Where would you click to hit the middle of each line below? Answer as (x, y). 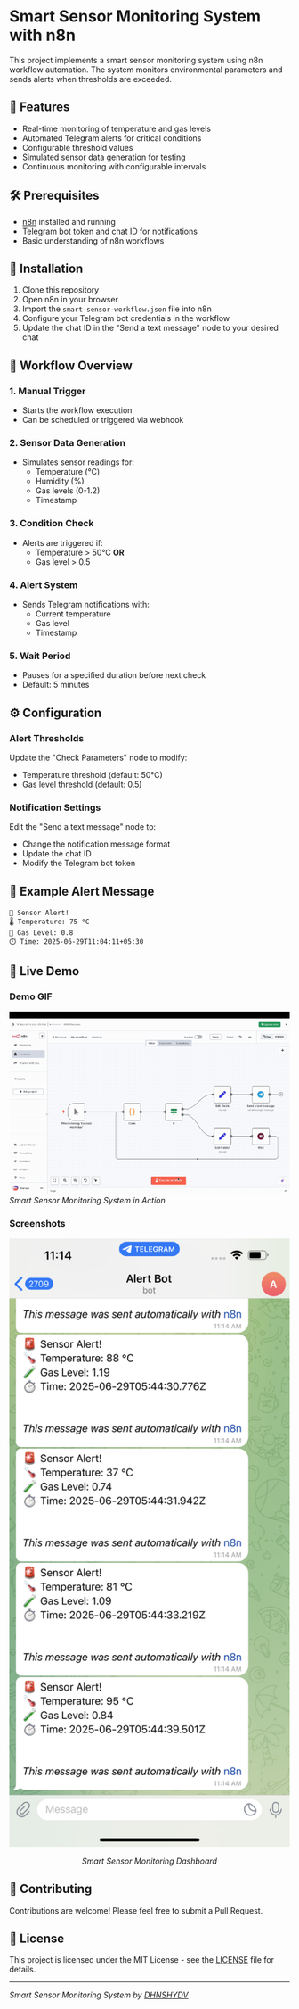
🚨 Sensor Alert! (39, 913)
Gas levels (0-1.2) (68, 491)
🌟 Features (40, 107)
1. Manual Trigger (48, 391)
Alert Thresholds (47, 738)
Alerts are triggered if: (63, 542)
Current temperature (73, 614)
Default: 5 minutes (56, 685)
